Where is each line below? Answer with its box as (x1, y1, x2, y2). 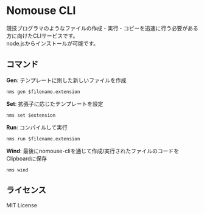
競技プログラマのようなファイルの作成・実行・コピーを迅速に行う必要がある (6, 24, 199, 32)
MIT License (6, 201, 38, 209)
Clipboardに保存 (6, 154, 47, 162)
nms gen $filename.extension (6, 89, 80, 95)
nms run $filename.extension (6, 136, 80, 142)
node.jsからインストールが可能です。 (6, 40, 99, 47)
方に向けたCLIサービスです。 (6, 32, 79, 40)
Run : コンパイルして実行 (6, 123, 68, 131)
